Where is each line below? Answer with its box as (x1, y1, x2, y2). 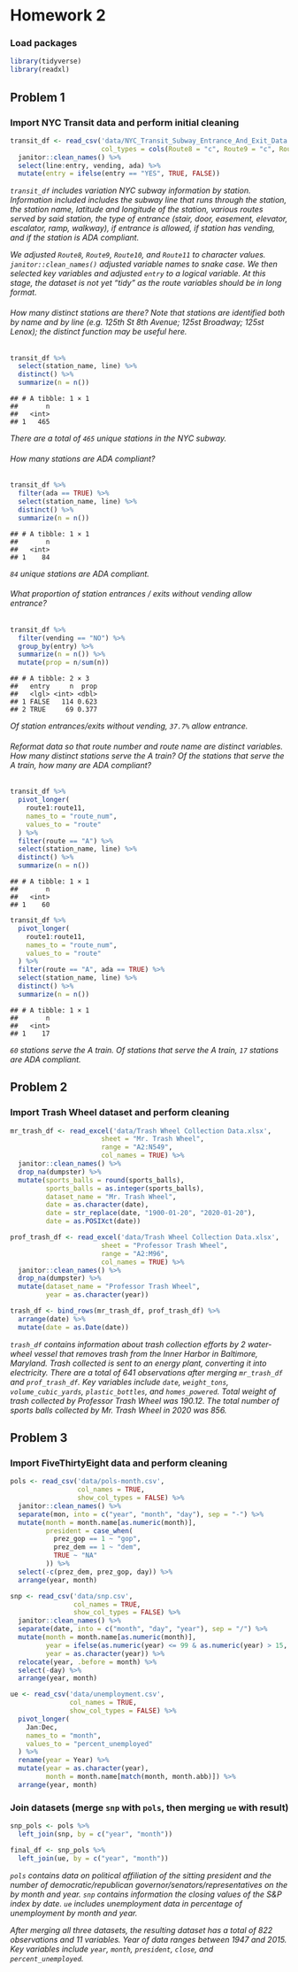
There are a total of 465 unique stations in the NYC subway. (10, 433, 227, 443)
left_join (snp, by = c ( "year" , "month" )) (18, 1829, 173, 1839)
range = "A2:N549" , (101, 1143, 173, 1152)
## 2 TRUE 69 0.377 (10, 705, 98, 714)
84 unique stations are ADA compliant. (10, 568, 149, 579)
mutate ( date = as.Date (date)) (18, 1322, 129, 1332)
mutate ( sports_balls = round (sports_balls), (18, 1175, 185, 1184)
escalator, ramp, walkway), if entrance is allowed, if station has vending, (10, 223, 276, 234)
